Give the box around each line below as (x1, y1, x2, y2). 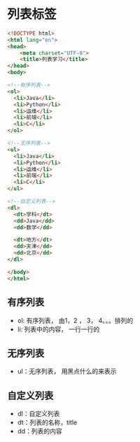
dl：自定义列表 (17, 410, 60, 418)
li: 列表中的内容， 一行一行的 (17, 325, 100, 333)
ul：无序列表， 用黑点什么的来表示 (17, 367, 117, 376)
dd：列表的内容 (17, 427, 62, 436)
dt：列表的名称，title (17, 418, 78, 427)
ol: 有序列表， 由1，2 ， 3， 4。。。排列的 (17, 316, 134, 325)
